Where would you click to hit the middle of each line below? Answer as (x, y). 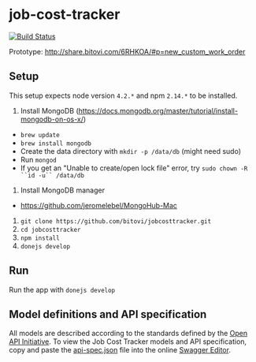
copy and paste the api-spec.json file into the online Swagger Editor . (120, 350)
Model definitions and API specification (108, 314)
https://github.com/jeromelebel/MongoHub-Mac (99, 205)
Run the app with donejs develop (62, 289)
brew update (40, 135)
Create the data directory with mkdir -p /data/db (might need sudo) (131, 151)
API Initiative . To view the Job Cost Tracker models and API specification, (128, 341)
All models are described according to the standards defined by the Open (128, 334)
